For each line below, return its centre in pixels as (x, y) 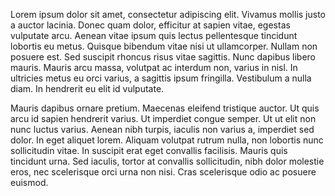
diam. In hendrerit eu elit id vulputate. (87, 88)
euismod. (29, 182)
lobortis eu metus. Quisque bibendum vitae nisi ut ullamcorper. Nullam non (164, 46)
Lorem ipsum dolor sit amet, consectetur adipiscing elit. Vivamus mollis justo (168, 14)
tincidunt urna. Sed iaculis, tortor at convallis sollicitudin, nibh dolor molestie (167, 161)
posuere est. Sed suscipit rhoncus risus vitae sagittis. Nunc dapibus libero (163, 57)
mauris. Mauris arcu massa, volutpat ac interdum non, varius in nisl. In (154, 67)
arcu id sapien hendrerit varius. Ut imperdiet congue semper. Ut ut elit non (163, 118)
